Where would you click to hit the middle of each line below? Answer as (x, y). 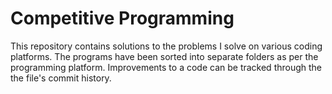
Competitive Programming (122, 18)
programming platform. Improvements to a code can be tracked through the (166, 67)
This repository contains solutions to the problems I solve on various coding (166, 46)
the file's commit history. (61, 78)
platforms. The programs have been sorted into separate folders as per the (164, 56)
